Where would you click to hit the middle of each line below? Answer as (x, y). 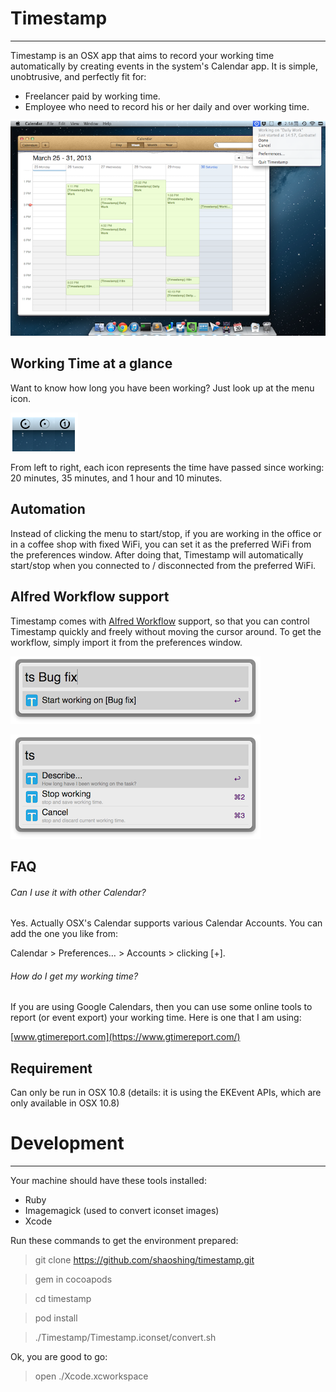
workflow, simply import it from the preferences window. (126, 642)
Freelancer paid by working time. (92, 96)
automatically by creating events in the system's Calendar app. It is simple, (164, 66)
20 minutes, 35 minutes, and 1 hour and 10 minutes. (116, 478)
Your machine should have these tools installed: (108, 1181)
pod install (56, 1318)
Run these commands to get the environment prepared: (124, 1241)
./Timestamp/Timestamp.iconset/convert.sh (125, 1338)
